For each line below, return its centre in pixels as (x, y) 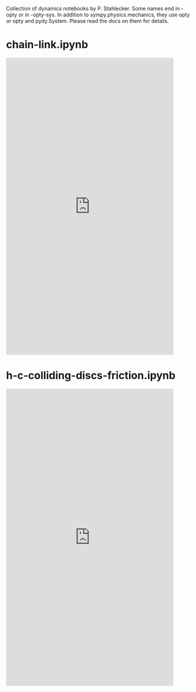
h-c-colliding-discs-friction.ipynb (91, 376)
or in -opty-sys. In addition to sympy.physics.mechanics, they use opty (104, 15)
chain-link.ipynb (47, 45)
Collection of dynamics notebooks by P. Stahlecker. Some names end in (93, 9)
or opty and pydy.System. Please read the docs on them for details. (87, 21)
